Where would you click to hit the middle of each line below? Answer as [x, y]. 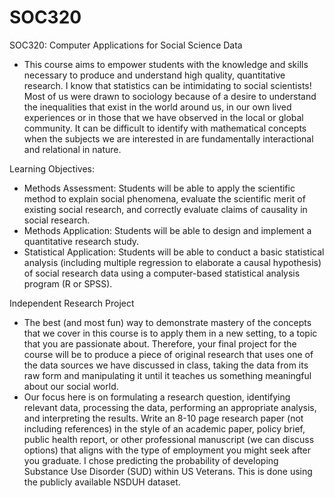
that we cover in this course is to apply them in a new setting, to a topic [170, 333]
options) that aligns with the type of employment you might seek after [167, 450]
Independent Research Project [72, 303]
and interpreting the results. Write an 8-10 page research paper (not [163, 418]
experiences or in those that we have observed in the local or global [163, 117]
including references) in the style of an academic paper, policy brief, [164, 428]
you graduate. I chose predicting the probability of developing [151, 460]
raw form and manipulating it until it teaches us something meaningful [167, 375]
